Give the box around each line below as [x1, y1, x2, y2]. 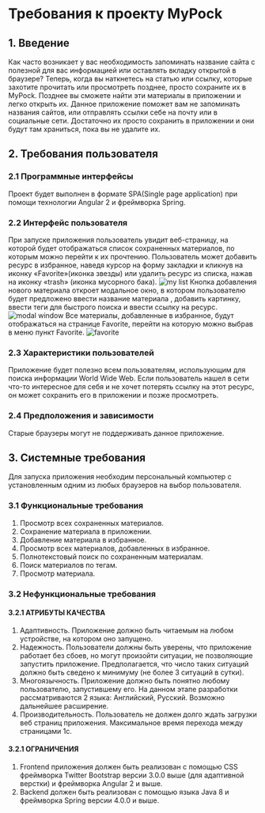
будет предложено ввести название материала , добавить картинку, [8, 293, 241, 303]
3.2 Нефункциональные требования [8, 588, 157, 599]
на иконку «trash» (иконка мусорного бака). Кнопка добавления [8, 277, 257, 286]
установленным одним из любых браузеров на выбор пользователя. [8, 480, 242, 490]
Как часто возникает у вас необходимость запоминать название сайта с [8, 57, 256, 66]
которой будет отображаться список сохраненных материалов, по [8, 243, 235, 253]
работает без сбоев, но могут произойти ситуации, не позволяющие [19, 650, 253, 660]
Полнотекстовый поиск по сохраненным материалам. [19, 551, 203, 562]
